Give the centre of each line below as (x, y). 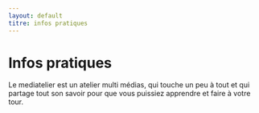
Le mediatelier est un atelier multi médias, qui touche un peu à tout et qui (129, 85)
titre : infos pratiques (48, 23)
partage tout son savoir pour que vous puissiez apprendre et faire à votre (129, 94)
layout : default (35, 16)
